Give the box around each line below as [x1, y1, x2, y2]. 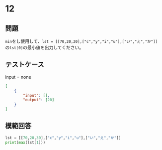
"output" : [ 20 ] [23, 98, 55, 103]
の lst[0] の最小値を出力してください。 [5, 44, 84, 50]
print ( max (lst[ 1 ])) [5, 140, 46, 145]
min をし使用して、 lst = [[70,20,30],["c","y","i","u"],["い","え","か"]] [5, 38, 158, 44]
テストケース [5, 60, 44, 69]
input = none [5, 74, 31, 80]
